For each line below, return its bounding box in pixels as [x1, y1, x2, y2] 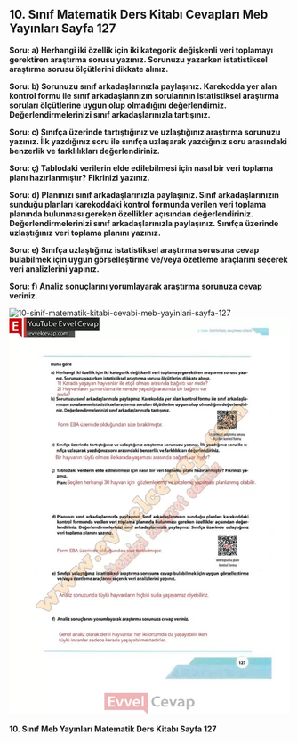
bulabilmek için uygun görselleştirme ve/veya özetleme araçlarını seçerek [9, 254, 288, 265]
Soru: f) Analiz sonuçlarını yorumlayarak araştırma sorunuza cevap [9, 281, 262, 291]
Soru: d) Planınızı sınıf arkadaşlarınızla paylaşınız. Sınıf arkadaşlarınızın [9, 189, 280, 200]
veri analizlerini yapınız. [9, 263, 100, 274]
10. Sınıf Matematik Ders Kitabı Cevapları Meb [9, 7, 269, 22]
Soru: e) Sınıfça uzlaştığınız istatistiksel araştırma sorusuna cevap [9, 244, 260, 255]
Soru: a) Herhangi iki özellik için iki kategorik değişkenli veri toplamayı [9, 45, 274, 55]
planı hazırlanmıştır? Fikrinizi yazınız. [9, 172, 150, 183]
